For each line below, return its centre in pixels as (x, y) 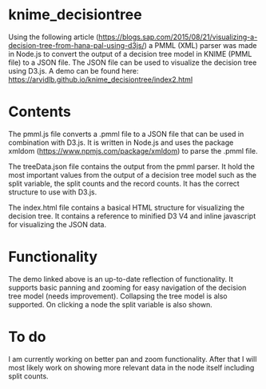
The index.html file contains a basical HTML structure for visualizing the (127, 207)
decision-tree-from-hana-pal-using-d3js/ (77, 45)
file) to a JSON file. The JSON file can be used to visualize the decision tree (133, 62)
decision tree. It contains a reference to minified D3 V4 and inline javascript (132, 216)
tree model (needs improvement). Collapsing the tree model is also (118, 296)
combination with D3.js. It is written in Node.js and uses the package (121, 142)
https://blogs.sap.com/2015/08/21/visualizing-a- (178, 37)
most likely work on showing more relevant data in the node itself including (131, 367)
